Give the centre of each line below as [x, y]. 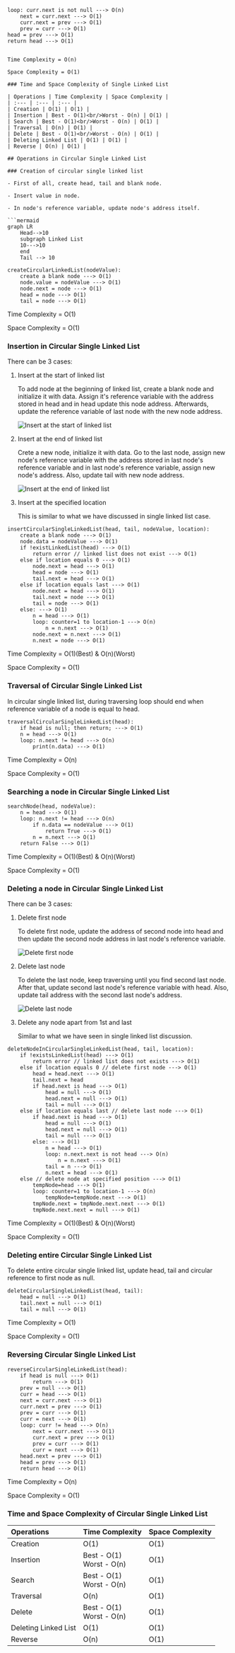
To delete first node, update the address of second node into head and [120, 932]
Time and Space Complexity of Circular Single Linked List [108, 1514]
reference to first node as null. [51, 1278]
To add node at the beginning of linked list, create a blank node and [115, 389]
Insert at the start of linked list [61, 376]
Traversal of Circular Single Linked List [75, 686]
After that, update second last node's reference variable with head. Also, [123, 987]
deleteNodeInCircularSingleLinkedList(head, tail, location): [101, 1049]
